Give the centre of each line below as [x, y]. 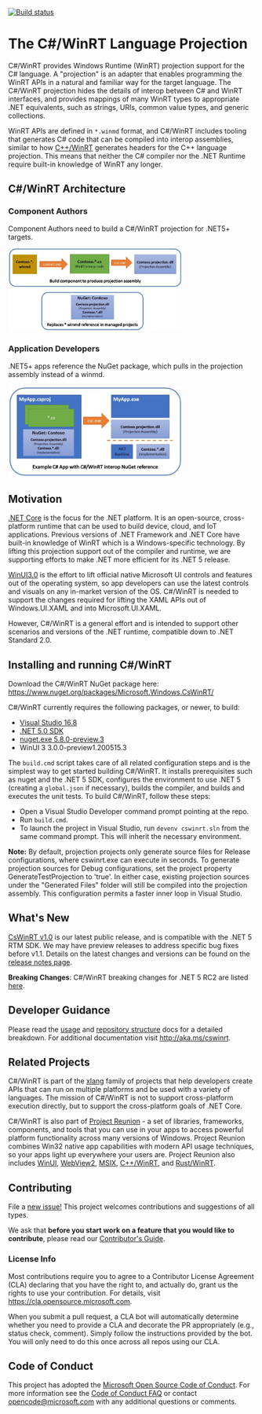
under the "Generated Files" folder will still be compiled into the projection [128, 885]
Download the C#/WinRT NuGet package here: [84, 683]
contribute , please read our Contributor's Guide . [87, 1239]
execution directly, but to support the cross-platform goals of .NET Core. [126, 1106]
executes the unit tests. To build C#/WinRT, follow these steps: [109, 796]
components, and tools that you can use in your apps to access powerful [126, 1130]
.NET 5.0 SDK [42, 731]
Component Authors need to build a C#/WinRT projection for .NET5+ [119, 229]
